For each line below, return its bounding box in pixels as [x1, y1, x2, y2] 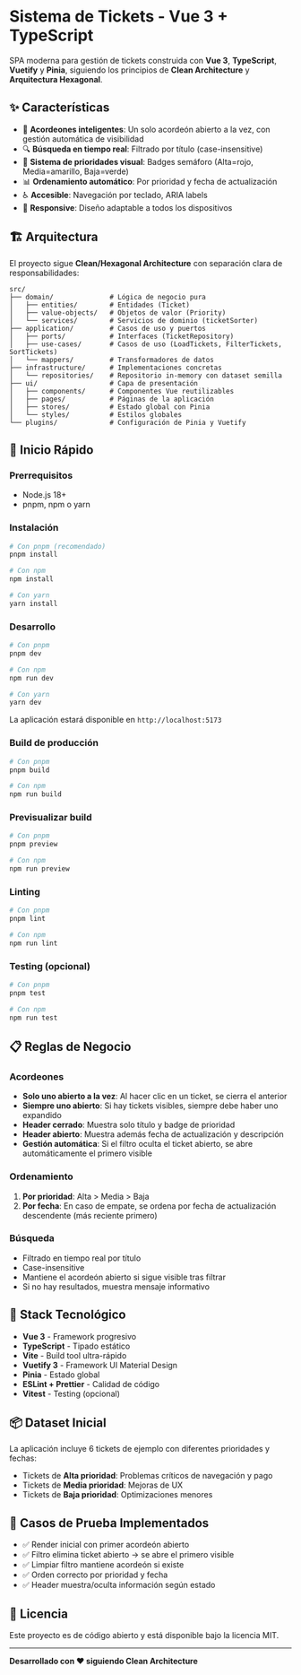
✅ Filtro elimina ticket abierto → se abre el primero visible [21, 1549, 235, 1560]
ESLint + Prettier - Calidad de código [21, 1378, 160, 1389]
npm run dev [9, 673, 54, 682]
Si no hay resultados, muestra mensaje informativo [21, 1280, 211, 1292]
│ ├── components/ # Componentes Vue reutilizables [9, 386, 235, 395]
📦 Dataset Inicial [9, 1415, 107, 1431]
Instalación [9, 522, 59, 534]
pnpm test [9, 988, 47, 997]
